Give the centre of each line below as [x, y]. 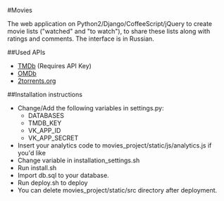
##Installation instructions [45, 95]
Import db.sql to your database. [63, 175]
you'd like [31, 153]
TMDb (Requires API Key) [54, 66]
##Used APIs [26, 52]
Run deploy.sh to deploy [52, 183]
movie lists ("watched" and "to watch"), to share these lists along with [109, 31]
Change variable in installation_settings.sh [79, 160]
